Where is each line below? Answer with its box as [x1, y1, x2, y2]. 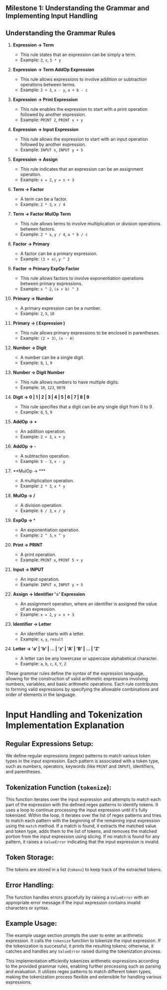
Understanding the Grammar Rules [5, 28, 116, 37]
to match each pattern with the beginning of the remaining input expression [5, 818, 161, 824]
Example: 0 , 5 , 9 [20, 409, 53, 415]
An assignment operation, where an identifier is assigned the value [20, 601, 157, 607]
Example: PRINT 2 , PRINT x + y [20, 117, 83, 123]
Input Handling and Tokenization [5, 709, 143, 721]
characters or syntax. [5, 905, 49, 911]
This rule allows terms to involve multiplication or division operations [20, 221, 161, 227]
